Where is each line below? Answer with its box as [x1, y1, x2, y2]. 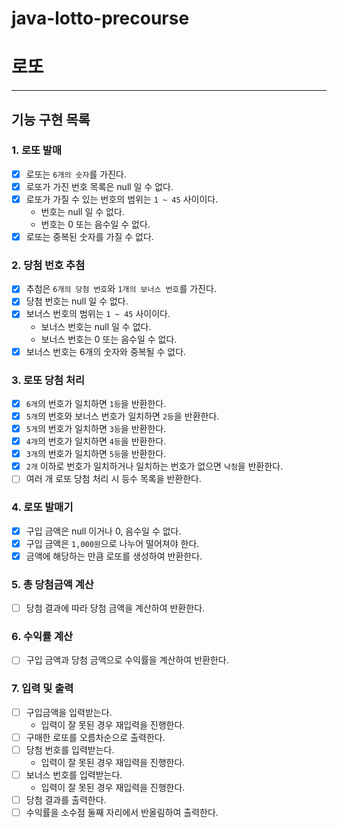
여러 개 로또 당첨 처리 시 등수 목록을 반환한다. [25, 473, 203, 485]
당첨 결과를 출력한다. [25, 794, 107, 806]
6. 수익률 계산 [11, 630, 74, 644]
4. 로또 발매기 [11, 500, 74, 514]
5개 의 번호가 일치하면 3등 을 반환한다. [25, 423, 167, 435]
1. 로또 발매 [11, 143, 62, 157]
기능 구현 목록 [11, 111, 91, 128]
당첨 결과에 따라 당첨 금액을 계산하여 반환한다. [25, 602, 206, 614]
